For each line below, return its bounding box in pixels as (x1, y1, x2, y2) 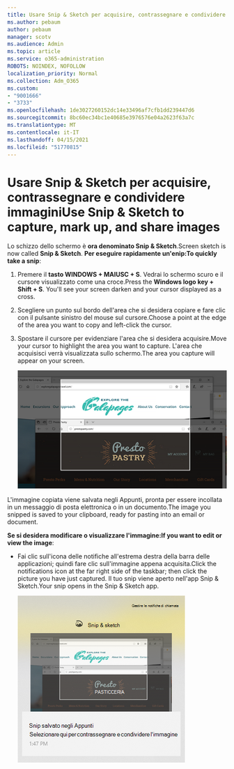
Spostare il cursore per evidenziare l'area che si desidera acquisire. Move (17, 335, 227, 343)
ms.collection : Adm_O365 (7, 77, 79, 84)
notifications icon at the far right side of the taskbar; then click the (17, 567, 208, 575)
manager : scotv (7, 33, 52, 40)
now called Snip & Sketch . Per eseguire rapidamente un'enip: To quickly (7, 250, 217, 258)
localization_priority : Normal (7, 70, 98, 77)
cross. (17, 293, 36, 301)
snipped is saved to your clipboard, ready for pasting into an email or (7, 510, 205, 519)
